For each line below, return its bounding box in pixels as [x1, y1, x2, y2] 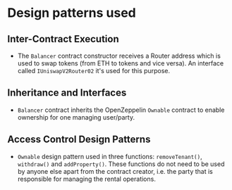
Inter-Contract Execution [7, 33, 120, 45]
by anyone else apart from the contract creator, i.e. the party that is [17, 167, 213, 175]
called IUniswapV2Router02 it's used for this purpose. [17, 67, 171, 75]
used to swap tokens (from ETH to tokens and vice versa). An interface [17, 59, 224, 68]
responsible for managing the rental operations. [17, 175, 157, 183]
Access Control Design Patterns [7, 134, 151, 146]
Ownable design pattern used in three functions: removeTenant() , [17, 152, 202, 160]
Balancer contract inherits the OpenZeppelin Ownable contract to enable [17, 106, 225, 114]
